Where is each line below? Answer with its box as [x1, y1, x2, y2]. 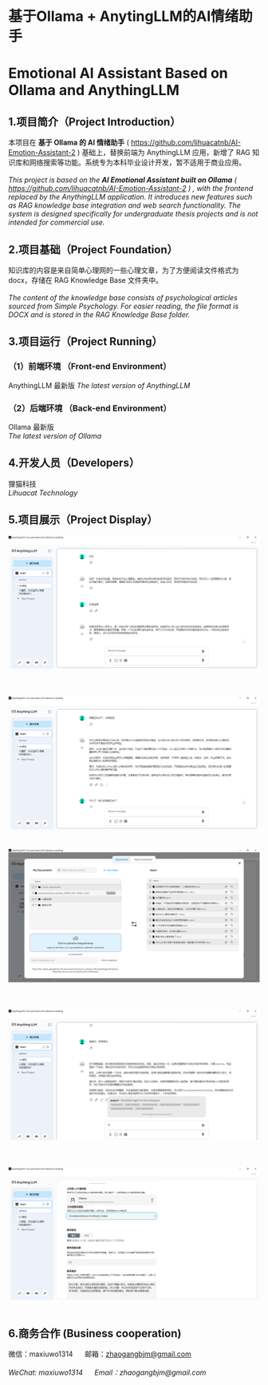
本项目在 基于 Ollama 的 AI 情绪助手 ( [8, 137, 130, 148]
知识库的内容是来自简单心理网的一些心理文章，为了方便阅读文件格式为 [8, 265, 239, 275]
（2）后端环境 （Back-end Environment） [8, 403, 171, 414]
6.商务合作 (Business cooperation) [8, 1327, 182, 1340]
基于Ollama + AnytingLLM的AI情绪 [8, 7, 239, 26]
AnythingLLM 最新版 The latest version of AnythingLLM [8, 380, 191, 390]
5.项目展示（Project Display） [8, 513, 158, 527]
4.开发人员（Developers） [8, 456, 140, 470]
